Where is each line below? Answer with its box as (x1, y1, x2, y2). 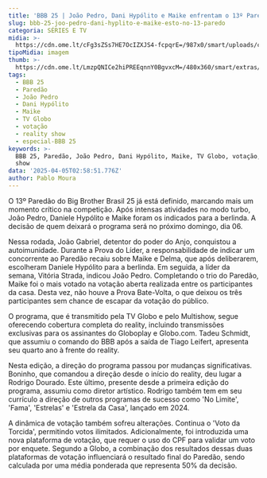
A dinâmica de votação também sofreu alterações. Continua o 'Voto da (8, 418, 241, 428)
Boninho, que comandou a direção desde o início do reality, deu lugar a (8, 369, 242, 379)
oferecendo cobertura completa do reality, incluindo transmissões (8, 320, 225, 329)
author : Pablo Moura (8, 174, 77, 183)
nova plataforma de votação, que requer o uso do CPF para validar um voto (8, 435, 256, 445)
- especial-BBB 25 (15, 137, 77, 146)
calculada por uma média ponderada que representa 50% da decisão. (8, 461, 238, 470)
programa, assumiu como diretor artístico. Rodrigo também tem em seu (8, 386, 242, 395)
